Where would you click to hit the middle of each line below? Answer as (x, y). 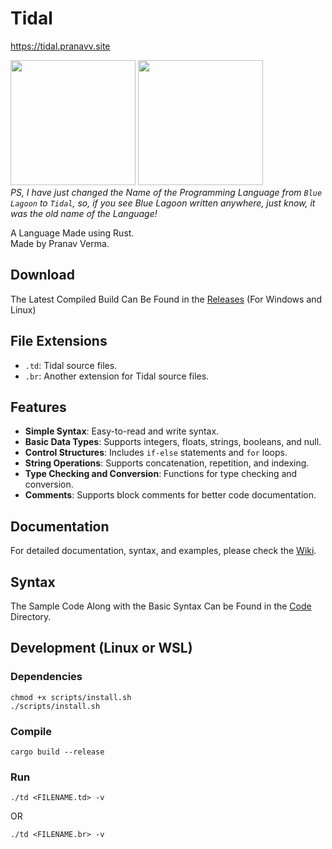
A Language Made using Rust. (72, 233)
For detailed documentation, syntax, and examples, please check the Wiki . (163, 551)
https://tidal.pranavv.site (60, 46)
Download (42, 275)
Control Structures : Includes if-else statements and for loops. (156, 453)
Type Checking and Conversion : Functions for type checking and (161, 474)
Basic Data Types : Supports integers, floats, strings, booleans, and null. (173, 442)
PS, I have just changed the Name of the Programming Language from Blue (166, 192)
